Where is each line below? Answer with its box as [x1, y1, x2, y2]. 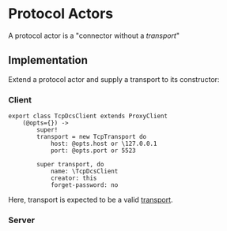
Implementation [8, 54, 89, 67]
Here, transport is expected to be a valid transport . [8, 195, 173, 205]
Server [8, 214, 36, 225]
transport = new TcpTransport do [36, 133, 147, 141]
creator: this [50, 174, 97, 182]
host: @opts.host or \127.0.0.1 [50, 140, 157, 148]
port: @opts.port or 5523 [50, 147, 136, 155]
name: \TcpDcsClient [50, 167, 119, 176]
